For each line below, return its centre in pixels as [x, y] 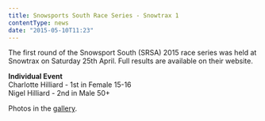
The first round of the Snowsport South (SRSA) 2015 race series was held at [132, 53]
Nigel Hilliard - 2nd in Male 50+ [60, 93]
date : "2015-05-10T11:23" [51, 30]
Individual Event [36, 77]
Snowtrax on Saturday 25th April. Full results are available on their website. [131, 61]
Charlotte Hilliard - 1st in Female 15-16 [70, 85]
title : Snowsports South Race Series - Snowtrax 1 [94, 15]
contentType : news [38, 23]
